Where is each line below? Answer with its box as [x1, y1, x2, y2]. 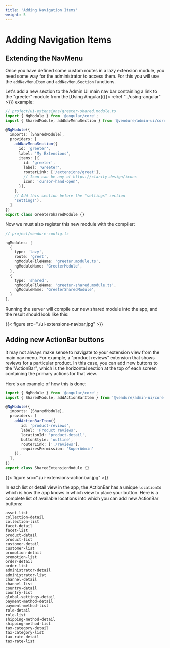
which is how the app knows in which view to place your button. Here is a [5, 489, 158, 495]
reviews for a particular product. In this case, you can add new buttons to [5, 360, 158, 366]
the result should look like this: [5, 311, 69, 317]
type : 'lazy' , [14, 249, 44, 255]
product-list [5, 537, 33, 542]
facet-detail [5, 523, 33, 528]
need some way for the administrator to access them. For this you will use [5, 73, 159, 79]
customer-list [5, 546, 35, 551]
